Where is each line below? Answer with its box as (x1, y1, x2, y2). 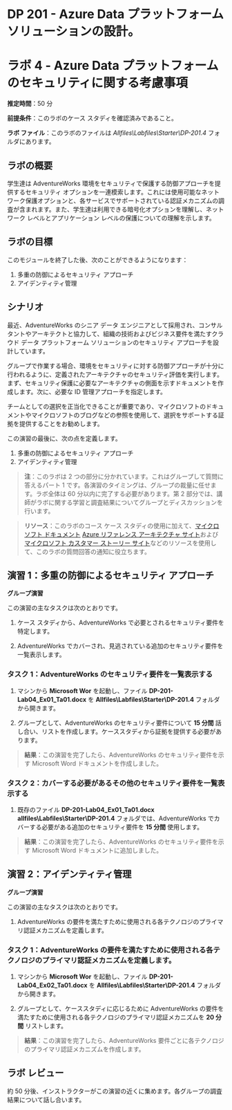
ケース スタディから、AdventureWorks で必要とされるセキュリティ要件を (17, 618, 224, 627)
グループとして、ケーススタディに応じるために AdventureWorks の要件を (17, 1004, 224, 1013)
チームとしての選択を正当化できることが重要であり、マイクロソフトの (7, 402, 206, 410)
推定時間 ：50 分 (7, 100, 53, 108)
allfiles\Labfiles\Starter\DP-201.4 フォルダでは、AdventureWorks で (17, 814, 214, 822)
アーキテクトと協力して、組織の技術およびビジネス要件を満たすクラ (30, 329, 224, 337)
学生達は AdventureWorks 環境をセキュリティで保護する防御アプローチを (7, 179, 215, 187)
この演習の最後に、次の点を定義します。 (7, 434, 122, 443)
